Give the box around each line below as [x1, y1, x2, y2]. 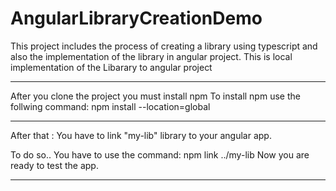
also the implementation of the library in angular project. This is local [10, 50, 293, 62]
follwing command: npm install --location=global [10, 100, 211, 112]
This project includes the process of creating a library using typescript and [10, 40, 318, 52]
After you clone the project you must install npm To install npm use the [10, 90, 301, 102]
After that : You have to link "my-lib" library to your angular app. [10, 129, 272, 141]
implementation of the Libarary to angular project [10, 61, 213, 73]
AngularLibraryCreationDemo [10, 7, 263, 30]
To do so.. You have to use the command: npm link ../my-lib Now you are [10, 148, 310, 161]
